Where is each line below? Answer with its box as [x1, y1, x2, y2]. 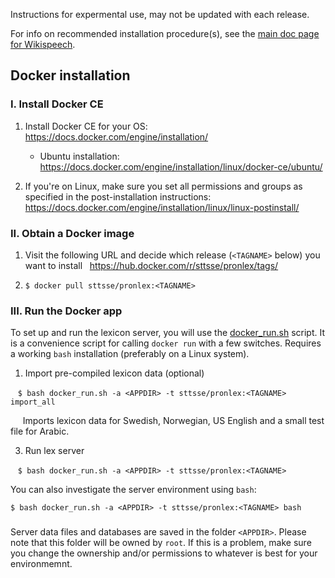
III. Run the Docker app [10, 304, 123, 318]
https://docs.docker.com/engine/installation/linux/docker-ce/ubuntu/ [39, 160, 323, 173]
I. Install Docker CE [10, 97, 104, 111]
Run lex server [24, 445, 85, 457]
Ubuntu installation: [39, 150, 120, 162]
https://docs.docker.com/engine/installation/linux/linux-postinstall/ [24, 201, 300, 213]
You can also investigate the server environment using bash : [10, 484, 257, 496]
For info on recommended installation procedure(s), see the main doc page [10, 28, 320, 39]
